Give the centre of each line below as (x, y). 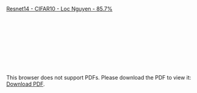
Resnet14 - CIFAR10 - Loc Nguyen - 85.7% (60, 9)
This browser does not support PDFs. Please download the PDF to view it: (99, 77)
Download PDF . (26, 84)
